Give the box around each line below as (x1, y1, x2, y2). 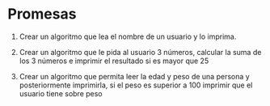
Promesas (7, 5, 77, 23)
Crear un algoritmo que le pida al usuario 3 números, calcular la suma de (19, 47, 262, 57)
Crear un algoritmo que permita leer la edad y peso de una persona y (19, 71, 250, 81)
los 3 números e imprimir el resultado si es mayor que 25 (19, 56, 209, 66)
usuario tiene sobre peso (19, 88, 103, 98)
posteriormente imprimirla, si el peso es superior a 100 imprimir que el (19, 80, 253, 90)
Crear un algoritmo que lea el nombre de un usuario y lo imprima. (19, 32, 237, 41)
